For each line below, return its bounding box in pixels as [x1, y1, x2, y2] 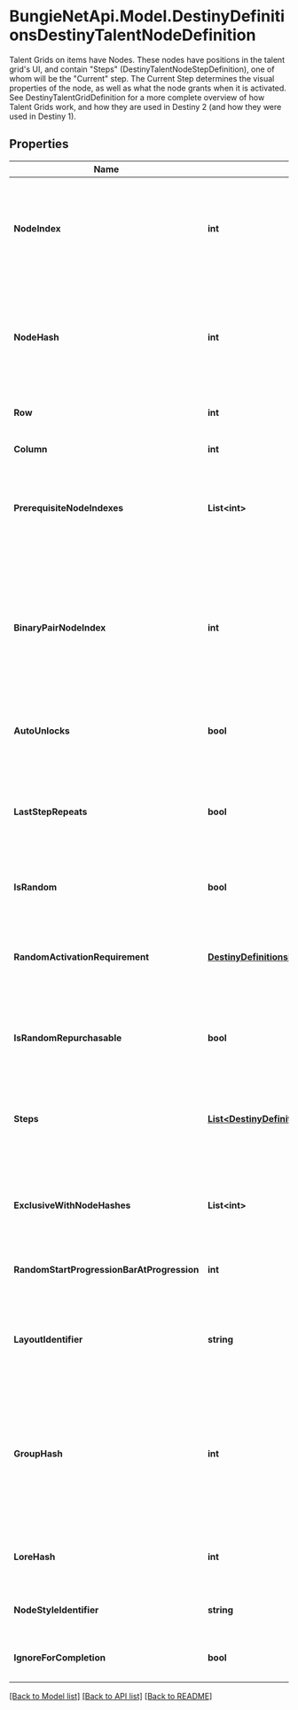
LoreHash [13, 1550, 56, 1563]
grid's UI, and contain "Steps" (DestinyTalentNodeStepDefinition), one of [9, 64, 275, 75]
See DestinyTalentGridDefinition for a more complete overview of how [9, 91, 265, 103]
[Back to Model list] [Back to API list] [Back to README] [9, 1690, 213, 1701]
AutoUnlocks [13, 725, 70, 737]
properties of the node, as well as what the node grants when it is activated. [9, 82, 286, 93]
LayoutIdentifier [13, 1333, 83, 1345]
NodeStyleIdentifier [13, 1604, 99, 1616]
